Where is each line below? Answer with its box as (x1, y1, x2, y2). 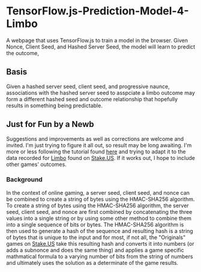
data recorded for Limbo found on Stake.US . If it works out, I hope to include (6, 154, 195, 161)
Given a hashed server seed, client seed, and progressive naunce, (6, 83, 170, 90)
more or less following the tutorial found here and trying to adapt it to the (6, 148, 186, 155)
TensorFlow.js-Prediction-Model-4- (6, 4, 189, 18)
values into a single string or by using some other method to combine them (6, 214, 192, 222)
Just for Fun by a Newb (6, 119, 94, 129)
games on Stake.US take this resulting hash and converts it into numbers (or (6, 240, 194, 247)
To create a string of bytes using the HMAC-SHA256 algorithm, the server (6, 202, 189, 209)
